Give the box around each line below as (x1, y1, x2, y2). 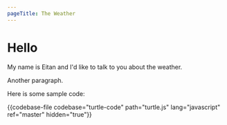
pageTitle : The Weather (7, 10, 76, 17)
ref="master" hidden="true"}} (7, 110, 92, 118)
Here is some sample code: (7, 89, 85, 97)
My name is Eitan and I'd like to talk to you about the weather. (7, 63, 183, 71)
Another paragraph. (7, 76, 64, 84)
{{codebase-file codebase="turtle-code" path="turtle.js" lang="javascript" (7, 103, 221, 111)
